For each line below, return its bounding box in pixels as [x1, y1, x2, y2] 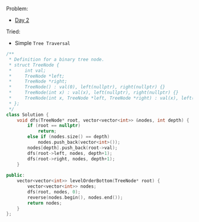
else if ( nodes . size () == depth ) [27, 134, 110, 140]
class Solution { [6, 112, 49, 118]
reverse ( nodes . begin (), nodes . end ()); [27, 194, 123, 201]
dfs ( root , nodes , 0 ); [27, 189, 81, 195]
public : [6, 172, 25, 179]
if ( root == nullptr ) [27, 123, 81, 129]
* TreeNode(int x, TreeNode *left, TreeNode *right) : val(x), [8, 95, 179, 101]
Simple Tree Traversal [14, 40, 70, 46]
